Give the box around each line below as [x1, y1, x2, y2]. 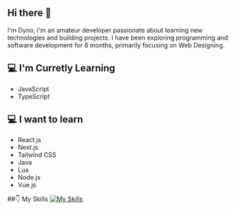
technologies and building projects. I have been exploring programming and [7, 33, 229, 42]
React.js [17, 136, 42, 144]
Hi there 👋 [7, 7, 52, 19]
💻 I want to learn [7, 114, 84, 126]
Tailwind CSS [17, 151, 57, 159]
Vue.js [17, 181, 37, 189]
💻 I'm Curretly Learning [7, 62, 115, 74]
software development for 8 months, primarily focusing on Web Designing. [7, 40, 225, 49]
